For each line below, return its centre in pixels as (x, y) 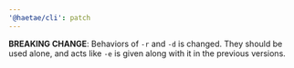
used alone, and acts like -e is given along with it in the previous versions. (147, 53)
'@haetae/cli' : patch (50, 18)
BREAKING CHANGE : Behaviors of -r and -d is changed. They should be (146, 44)
